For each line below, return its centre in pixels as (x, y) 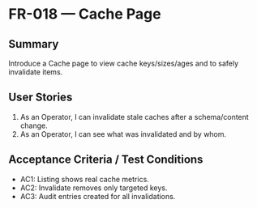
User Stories (41, 98)
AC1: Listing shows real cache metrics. (85, 179)
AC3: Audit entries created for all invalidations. (98, 196)
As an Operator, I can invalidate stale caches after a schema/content (134, 117)
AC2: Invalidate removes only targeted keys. (94, 188)
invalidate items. (36, 72)
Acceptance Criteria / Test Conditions (106, 160)
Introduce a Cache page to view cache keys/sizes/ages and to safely (124, 63)
